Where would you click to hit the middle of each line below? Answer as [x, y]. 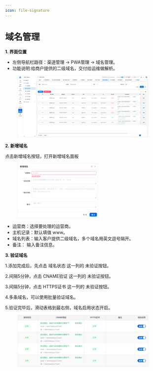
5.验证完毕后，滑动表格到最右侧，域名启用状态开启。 [59, 307]
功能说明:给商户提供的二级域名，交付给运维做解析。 [65, 68]
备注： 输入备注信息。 [35, 245]
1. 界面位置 [16, 51]
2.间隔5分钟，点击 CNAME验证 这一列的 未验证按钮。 [59, 276]
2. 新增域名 [17, 146]
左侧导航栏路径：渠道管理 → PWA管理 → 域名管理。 [65, 62]
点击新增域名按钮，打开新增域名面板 [42, 156]
